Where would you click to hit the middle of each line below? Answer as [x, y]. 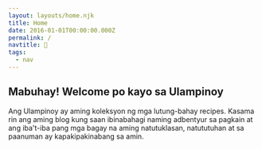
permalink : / [30, 38]
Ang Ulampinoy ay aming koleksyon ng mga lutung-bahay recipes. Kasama [131, 111]
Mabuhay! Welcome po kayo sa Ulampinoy [116, 92]
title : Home [28, 23]
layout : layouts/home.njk [51, 15]
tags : [17, 52]
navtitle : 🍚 [28, 45]
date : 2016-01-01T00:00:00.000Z [62, 30]
